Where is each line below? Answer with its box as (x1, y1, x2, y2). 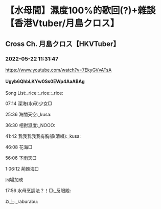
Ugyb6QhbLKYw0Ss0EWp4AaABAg (5, 78, 85, 85)
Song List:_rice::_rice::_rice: (5, 90, 64, 96)
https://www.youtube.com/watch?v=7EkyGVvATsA (5, 67, 112, 73)
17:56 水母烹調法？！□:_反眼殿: (5, 187, 72, 194)
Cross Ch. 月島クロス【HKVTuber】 (5, 39, 120, 48)
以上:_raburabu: (5, 198, 38, 205)
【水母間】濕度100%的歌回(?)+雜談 (5, 5, 156, 16)
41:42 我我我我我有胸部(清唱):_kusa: (5, 133, 81, 139)
